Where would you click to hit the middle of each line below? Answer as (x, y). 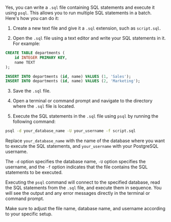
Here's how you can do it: (32, 18)
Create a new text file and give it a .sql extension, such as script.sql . (87, 28)
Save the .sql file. (32, 91)
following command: (34, 122)
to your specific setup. (29, 214)
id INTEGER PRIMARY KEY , (41, 58)
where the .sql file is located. (44, 106)
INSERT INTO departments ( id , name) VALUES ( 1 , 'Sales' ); (68, 76)
